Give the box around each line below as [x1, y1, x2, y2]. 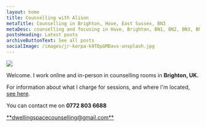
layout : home [6, 9, 40, 15]
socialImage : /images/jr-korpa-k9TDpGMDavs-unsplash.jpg [6, 44, 155, 50]
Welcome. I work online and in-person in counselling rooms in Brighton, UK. [6, 71, 199, 79]
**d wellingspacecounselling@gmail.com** [6, 114, 115, 121]
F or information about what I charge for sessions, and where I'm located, [6, 83, 190, 91]
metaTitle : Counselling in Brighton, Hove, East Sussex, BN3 [6, 20, 166, 26]
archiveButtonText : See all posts [6, 37, 95, 44]
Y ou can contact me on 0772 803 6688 [6, 102, 107, 109]
